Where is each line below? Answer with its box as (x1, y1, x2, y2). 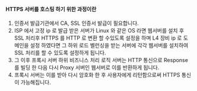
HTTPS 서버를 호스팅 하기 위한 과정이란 (5, 5, 97, 12)
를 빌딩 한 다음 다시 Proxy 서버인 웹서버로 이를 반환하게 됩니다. (14, 64, 160, 71)
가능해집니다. (20, 79, 51, 86)
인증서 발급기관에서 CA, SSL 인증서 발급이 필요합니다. (14, 19, 139, 27)
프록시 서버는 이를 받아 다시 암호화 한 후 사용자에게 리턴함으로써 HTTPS (14, 71, 180, 79)
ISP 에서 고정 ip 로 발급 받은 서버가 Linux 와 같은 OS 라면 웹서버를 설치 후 (14, 27, 185, 34)
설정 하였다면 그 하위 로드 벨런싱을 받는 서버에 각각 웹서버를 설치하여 (30, 42, 189, 49)
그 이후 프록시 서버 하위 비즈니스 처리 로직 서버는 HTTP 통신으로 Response (14, 57, 188, 64)
